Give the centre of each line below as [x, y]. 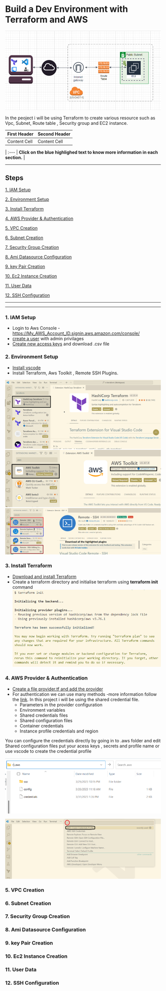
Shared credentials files [44, 715]
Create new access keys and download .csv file [61, 344]
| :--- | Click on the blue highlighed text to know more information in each [82, 153]
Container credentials [41, 726]
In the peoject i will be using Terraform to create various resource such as [80, 118]
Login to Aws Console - [36, 328]
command [22, 587]
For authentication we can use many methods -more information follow [84, 694]
